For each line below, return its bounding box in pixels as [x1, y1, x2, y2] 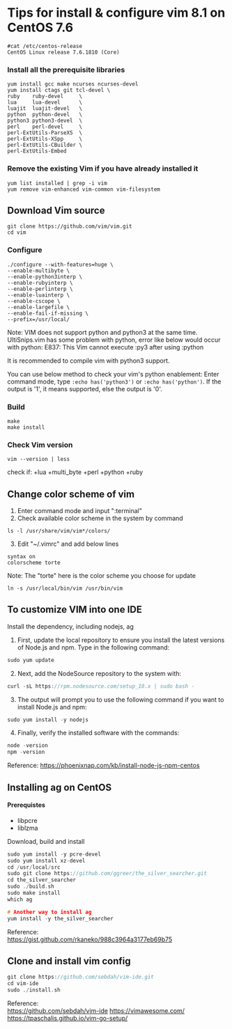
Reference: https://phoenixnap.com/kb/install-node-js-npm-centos [7, 761, 200, 770]
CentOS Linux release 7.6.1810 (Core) [7, 49, 120, 56]
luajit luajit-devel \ [7, 105, 82, 112]
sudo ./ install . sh [7, 987, 61, 993]
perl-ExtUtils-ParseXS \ [7, 129, 82, 136]
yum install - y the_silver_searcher [7, 915, 114, 922]
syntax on [7, 553, 36, 560]
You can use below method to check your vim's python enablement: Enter [7, 370, 219, 378]
